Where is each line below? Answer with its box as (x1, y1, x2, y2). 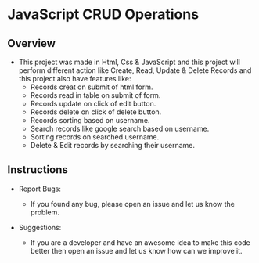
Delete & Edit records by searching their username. (30, 141, 196, 150)
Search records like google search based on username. (30, 124, 210, 133)
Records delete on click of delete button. (30, 107, 162, 117)
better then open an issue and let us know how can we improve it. (30, 246, 243, 255)
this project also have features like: (18, 74, 131, 83)
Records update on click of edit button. (30, 99, 156, 108)
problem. (30, 207, 60, 217)
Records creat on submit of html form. (30, 82, 153, 92)
